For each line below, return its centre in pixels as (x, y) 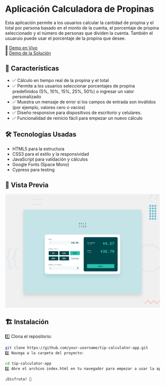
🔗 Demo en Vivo (21, 48)
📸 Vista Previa (27, 185)
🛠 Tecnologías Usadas (41, 134)
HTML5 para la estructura (38, 149)
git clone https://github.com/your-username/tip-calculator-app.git (77, 348)
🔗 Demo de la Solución (28, 53)
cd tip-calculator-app (28, 363)
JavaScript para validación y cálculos (50, 159)
